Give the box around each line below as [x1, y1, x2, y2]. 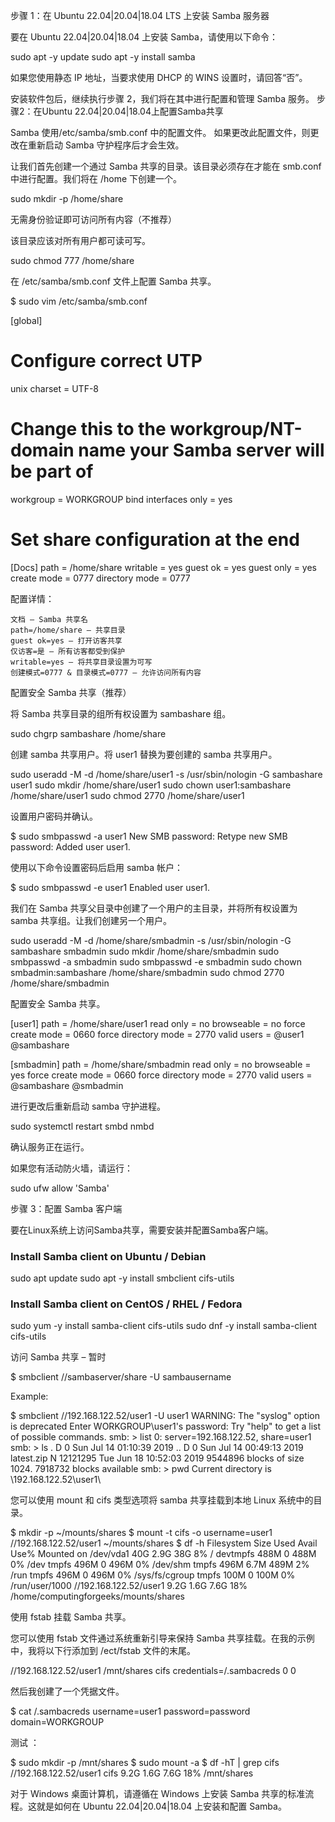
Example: [10, 1390, 49, 1403]
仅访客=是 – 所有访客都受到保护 [10, 646, 126, 656]
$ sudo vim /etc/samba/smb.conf [10, 295, 148, 307]
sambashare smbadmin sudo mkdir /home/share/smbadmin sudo [10, 945, 280, 957]
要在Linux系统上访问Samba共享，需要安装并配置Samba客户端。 [10, 1224, 274, 1236]
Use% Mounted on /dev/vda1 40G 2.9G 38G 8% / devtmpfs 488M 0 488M [10, 1548, 317, 1560]
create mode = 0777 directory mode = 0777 [10, 572, 191, 584]
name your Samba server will [78, 439, 325, 462]
